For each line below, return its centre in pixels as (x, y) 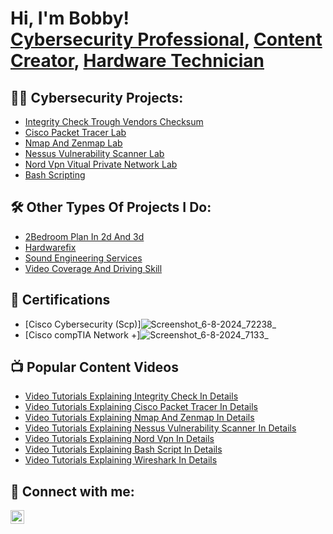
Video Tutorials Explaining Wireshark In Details (121, 460)
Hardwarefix (50, 247)
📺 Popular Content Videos (94, 367)
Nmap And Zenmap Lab (73, 143)
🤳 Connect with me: (72, 491)
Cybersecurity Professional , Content (166, 39)
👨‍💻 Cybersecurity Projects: (97, 97)
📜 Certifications (60, 300)
